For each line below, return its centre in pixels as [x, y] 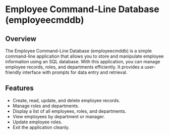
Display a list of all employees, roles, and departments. [69, 111]
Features [19, 88]
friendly [13, 72]
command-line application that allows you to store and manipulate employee [84, 56]
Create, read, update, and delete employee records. [66, 100]
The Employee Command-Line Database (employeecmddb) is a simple [79, 51]
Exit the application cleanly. [41, 127]
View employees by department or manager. [59, 116]
